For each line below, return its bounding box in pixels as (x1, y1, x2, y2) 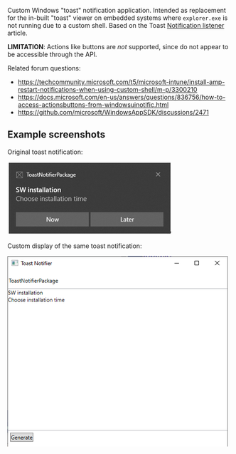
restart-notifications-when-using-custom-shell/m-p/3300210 (17, 86, 198, 93)
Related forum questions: (7, 64, 81, 72)
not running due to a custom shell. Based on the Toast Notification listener (7, 21, 225, 29)
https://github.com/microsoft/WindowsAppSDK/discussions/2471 (17, 108, 210, 116)
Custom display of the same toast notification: (7, 242, 142, 250)
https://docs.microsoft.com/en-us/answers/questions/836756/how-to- (17, 93, 226, 101)
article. (7, 29, 28, 37)
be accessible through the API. (7, 50, 97, 58)
